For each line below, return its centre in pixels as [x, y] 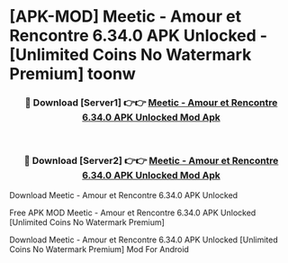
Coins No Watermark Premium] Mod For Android [99, 249]
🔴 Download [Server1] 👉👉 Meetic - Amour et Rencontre [151, 103]
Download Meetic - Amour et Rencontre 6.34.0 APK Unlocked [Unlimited [144, 240]
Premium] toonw [73, 74]
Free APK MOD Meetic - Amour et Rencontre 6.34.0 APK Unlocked [133, 213]
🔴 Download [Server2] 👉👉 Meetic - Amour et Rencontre [151, 161]
